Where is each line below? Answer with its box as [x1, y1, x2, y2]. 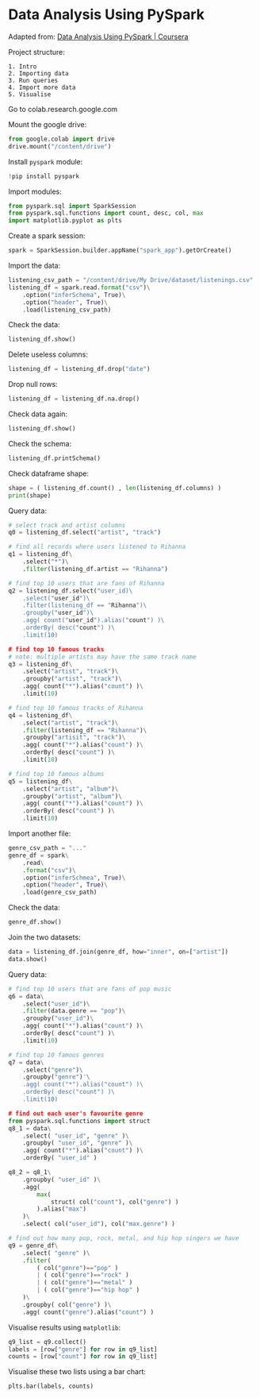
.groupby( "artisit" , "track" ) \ [22, 733, 126, 742]
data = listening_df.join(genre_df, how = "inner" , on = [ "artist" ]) [8, 948, 228, 956]
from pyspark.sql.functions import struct [8, 1117, 151, 1125]
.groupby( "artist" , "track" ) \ [22, 675, 123, 683]
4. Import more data [8, 83, 77, 91]
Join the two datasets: [8, 933, 81, 942]
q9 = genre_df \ [8, 1242, 59, 1249]
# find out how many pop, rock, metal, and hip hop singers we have [8, 1234, 239, 1242]
